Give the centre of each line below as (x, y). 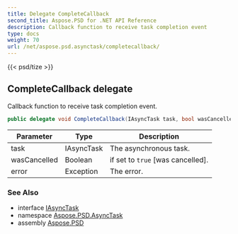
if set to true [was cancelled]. (159, 160)
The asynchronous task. (149, 148)
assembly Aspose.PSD (51, 223)
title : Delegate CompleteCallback (58, 14)
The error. (126, 171)
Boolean (79, 160)
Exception (81, 171)
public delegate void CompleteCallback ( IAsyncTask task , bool (101, 119)
